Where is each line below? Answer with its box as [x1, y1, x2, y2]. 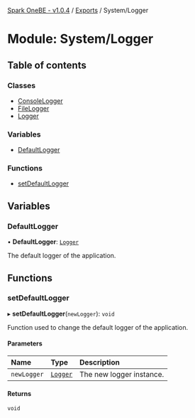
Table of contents [7, 59, 87, 71]
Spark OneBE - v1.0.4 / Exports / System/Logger [7, 6, 149, 14]
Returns [7, 389, 32, 397]
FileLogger [17, 104, 50, 112]
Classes [7, 80, 36, 90]
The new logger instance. [79, 370, 165, 380]
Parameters [7, 339, 43, 348]
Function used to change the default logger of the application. [7, 323, 189, 331]
